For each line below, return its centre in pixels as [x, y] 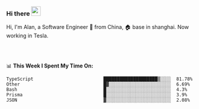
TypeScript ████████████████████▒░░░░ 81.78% [99, 79]
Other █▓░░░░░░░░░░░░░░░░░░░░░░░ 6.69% [98, 84]
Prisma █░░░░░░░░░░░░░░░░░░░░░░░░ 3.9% [97, 95]
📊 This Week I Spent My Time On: [50, 66]
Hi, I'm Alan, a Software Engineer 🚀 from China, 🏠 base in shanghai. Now [98, 27]
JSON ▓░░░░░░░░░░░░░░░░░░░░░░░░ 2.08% [98, 100]
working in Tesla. [27, 36]
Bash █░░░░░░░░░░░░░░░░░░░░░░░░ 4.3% [97, 90]
